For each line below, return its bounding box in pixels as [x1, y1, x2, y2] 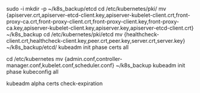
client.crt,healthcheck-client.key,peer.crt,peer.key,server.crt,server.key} [6, 37, 186, 44]
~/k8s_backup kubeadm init [115, 62, 185, 69]
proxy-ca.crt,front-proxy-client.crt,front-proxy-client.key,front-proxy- [6, 18, 179, 25]
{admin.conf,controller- [64, 56, 122, 62]
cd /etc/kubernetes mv [6, 56, 64, 62]
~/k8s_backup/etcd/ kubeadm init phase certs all [6, 43, 129, 51]
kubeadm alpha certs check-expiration [6, 80, 103, 87]
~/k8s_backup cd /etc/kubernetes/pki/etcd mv [6, 31, 123, 38]
